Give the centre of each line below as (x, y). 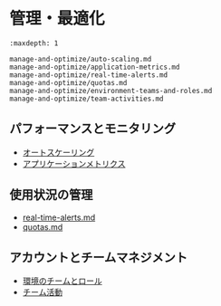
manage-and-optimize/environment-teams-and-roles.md (111, 91)
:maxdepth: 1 (34, 43)
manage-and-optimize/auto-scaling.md (81, 59)
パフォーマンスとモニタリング (93, 129)
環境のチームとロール (62, 281)
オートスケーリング (58, 152)
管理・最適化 (58, 19)
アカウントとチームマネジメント (99, 258)
